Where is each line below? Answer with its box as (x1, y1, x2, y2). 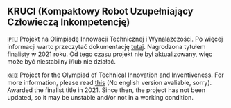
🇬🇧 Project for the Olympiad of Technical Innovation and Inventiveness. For (7, 71, 224, 79)
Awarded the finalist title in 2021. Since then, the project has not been (7, 86, 206, 94)
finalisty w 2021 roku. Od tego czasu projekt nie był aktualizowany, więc (7, 50, 213, 58)
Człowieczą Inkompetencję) (7, 17, 130, 28)
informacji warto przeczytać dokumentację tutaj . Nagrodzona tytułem (7, 42, 206, 51)
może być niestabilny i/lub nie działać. (7, 57, 117, 65)
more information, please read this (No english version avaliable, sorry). (7, 78, 212, 87)
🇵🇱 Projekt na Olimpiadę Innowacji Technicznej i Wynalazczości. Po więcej (7, 35, 223, 43)
